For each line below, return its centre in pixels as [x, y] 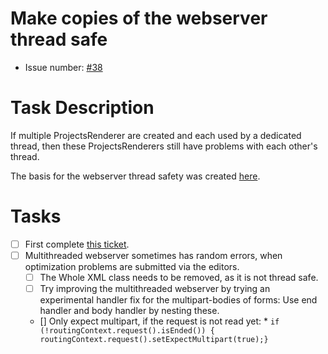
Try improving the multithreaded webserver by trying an [155, 288]
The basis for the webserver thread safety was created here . [135, 176]
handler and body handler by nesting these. [129, 311]
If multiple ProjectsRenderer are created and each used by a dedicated [156, 135]
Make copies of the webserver [139, 18]
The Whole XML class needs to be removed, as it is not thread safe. [179, 277]
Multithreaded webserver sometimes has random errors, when [153, 255]
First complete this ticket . [77, 244]
